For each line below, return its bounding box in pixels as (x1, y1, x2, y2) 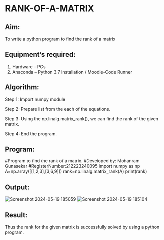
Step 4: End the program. (5, 130, 57, 137)
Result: (5, 211, 28, 219)
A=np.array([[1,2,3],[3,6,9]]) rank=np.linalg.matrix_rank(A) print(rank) (5, 168, 147, 174)
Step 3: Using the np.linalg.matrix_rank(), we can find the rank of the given (5, 115, 159, 122)
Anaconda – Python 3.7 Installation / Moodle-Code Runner (12, 69, 132, 75)
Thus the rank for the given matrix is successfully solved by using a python (5, 224, 160, 230)
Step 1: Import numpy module (5, 96, 66, 102)
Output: (5, 183, 30, 191)
